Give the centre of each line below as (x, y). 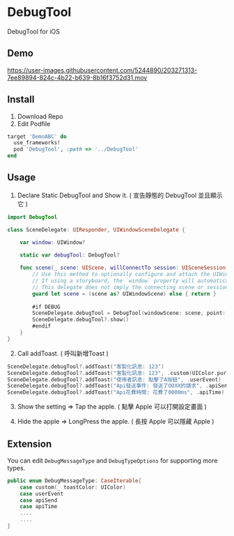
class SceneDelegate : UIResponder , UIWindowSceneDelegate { (96, 230)
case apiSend (39, 500)
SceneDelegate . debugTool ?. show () (81, 320)
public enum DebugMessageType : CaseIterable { (74, 481)
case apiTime (39, 507)
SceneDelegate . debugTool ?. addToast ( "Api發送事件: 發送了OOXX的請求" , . (108, 386)
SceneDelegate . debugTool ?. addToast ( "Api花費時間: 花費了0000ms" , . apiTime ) (116, 392)
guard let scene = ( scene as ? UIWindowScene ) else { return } (124, 293)
